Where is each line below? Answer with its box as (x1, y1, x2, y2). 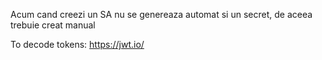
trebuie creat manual (10, 19, 96, 31)
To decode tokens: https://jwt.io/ (10, 39, 145, 50)
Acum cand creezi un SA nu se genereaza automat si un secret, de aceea (10, 9, 313, 20)
